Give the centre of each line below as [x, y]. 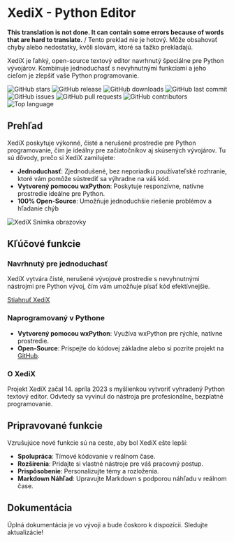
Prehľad [25, 126]
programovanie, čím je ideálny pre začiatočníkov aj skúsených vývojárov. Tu [116, 150]
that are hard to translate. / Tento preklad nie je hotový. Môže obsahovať [112, 39]
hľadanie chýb [38, 208]
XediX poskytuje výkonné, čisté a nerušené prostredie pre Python [102, 143]
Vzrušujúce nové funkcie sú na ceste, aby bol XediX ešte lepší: [97, 443]
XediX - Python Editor [72, 13]
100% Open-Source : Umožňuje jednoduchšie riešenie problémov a [114, 201]
